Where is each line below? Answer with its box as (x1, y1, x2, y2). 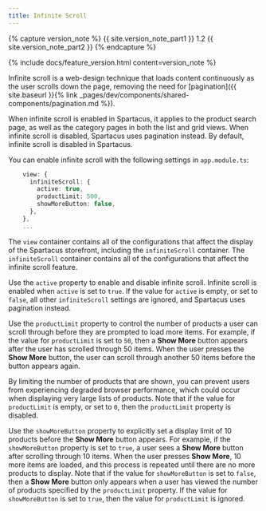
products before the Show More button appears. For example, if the (8, 434, 231, 444)
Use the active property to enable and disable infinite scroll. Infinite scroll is (8, 277, 257, 287)
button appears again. (8, 361, 81, 370)
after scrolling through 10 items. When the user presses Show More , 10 (8, 451, 241, 461)
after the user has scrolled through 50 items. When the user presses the (8, 344, 244, 354)
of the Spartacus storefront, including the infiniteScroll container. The (8, 245, 245, 255)
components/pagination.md (8, 98, 100, 108)
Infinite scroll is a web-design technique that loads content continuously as (8, 73, 255, 82)
